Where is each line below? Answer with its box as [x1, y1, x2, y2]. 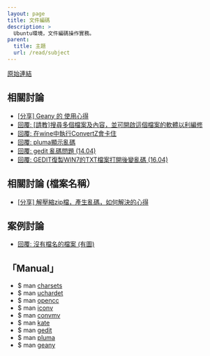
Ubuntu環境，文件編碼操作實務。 [13, 29, 95, 37]
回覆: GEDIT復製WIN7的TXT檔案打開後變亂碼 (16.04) [17, 155, 169, 164]
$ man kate [17, 319, 50, 327]
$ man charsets [17, 281, 63, 290]
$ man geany [17, 341, 56, 350]
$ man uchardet [17, 289, 63, 297]
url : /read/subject [13, 50, 70, 57]
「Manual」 [7, 262, 59, 274]
